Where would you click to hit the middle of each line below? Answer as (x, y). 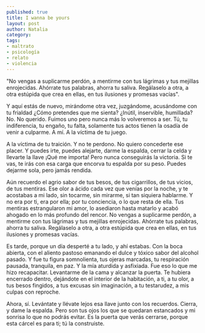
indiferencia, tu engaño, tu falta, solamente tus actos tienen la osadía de (97, 125)
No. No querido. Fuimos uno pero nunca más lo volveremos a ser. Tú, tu (97, 119)
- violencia (21, 63)
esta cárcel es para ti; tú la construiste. (56, 323)
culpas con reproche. (33, 292)
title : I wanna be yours (38, 18)
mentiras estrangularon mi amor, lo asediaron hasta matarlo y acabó (92, 208)
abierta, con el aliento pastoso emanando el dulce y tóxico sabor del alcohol (102, 253)
